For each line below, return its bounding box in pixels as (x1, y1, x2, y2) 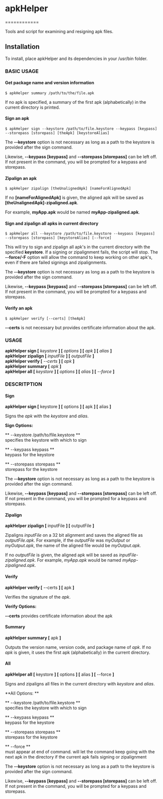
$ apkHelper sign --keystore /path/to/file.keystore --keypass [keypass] (5, 126, 158, 132)
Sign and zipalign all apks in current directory (5, 220, 98, 226)
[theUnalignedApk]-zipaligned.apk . (5, 200, 79, 206)
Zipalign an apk (5, 175, 37, 181)
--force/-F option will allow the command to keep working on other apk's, (5, 254, 153, 260)
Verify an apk (5, 305, 33, 311)
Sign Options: (5, 423, 33, 429)
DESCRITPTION (5, 381, 43, 388)
